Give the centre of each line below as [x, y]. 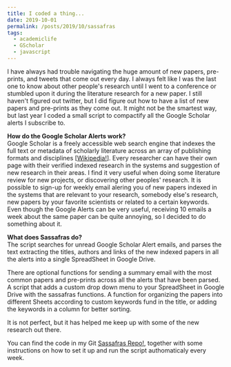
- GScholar [29, 45]
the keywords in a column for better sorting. [70, 309]
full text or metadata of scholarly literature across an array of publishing [109, 150]
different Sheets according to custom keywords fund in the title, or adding [112, 302]
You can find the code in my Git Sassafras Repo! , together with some [105, 343]
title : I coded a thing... [46, 13]
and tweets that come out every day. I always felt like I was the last [121, 78]
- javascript [32, 52]
